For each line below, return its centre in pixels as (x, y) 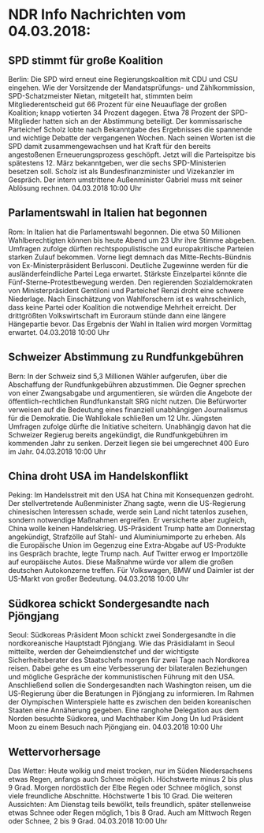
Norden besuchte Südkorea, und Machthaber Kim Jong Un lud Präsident (126, 719)
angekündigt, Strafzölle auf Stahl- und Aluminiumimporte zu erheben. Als (127, 537)
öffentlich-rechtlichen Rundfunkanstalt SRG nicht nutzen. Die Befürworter (128, 401)
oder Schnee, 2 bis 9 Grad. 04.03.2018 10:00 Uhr (88, 821)
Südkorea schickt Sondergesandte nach (109, 603)
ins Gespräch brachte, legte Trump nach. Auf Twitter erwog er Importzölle (128, 554)
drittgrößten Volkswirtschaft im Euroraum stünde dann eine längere (117, 315)
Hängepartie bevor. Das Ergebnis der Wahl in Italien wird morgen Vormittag (130, 324)
